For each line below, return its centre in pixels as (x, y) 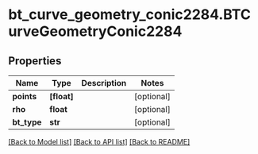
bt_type (27, 122)
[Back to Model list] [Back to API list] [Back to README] (99, 142)
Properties (35, 61)
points (25, 96)
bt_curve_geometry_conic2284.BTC (130, 15)
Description (104, 83)
